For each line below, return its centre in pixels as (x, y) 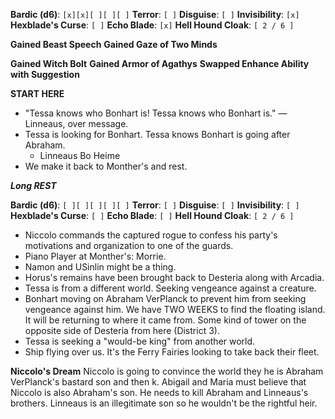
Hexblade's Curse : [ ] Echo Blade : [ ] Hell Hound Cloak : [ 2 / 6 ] (152, 215)
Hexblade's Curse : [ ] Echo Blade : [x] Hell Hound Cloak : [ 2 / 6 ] (152, 25)
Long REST (33, 185)
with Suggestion (45, 74)
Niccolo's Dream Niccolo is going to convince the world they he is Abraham (167, 371)
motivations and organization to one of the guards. (129, 245)
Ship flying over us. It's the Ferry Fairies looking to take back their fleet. (172, 352)
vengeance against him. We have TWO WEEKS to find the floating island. (175, 309)
